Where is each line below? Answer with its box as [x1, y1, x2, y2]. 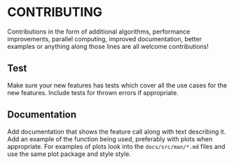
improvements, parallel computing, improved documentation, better [7, 34, 202, 43]
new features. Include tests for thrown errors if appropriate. [7, 88, 179, 96]
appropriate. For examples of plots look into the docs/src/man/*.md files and [7, 142, 226, 150]
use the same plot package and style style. [7, 150, 132, 158]
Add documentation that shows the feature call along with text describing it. [7, 127, 226, 136]
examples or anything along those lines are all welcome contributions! [7, 42, 209, 50]
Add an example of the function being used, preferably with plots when [7, 134, 213, 143]
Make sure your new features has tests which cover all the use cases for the [7, 81, 228, 89]
